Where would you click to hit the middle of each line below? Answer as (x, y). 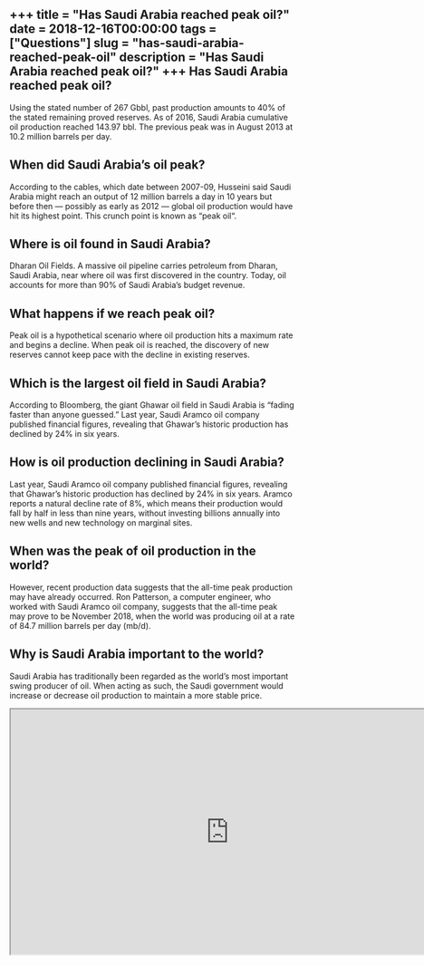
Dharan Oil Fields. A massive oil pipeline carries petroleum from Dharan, (144, 265)
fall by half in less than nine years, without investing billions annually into (145, 513)
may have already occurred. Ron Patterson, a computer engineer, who (140, 596)
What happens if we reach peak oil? (112, 313)
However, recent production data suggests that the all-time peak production (151, 587)
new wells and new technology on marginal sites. (101, 522)
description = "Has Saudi (192, 58)
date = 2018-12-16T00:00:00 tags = (113, 29)
